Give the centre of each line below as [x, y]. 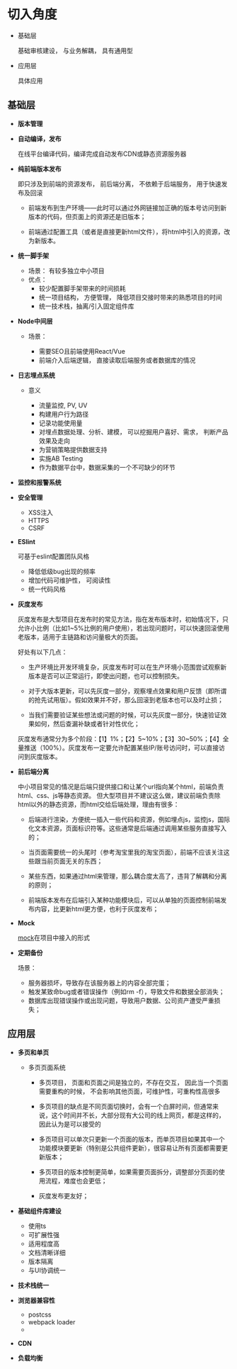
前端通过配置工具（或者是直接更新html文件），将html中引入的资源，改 [129, 232]
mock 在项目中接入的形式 [54, 937]
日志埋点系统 [36, 375]
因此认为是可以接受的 [70, 1124]
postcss [40, 1314]
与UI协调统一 [47, 1270]
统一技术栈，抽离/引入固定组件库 [86, 306]
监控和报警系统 [39, 482]
